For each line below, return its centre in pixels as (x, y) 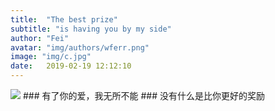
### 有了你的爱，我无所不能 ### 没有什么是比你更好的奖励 (143, 95)
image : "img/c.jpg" (51, 57)
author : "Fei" (40, 38)
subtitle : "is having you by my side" (91, 29)
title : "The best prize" (64, 19)
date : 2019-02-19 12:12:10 (71, 66)
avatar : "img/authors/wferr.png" (80, 47)
